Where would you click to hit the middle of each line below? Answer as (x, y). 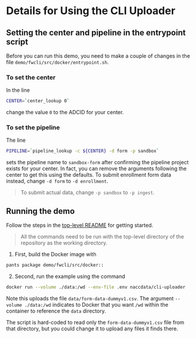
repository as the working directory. (64, 243)
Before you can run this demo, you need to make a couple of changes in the (98, 56)
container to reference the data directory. (56, 311)
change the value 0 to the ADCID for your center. (65, 112)
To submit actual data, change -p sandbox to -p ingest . (87, 193)
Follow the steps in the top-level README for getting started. (80, 226)
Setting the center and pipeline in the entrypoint (96, 33)
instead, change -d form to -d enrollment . (57, 181)
